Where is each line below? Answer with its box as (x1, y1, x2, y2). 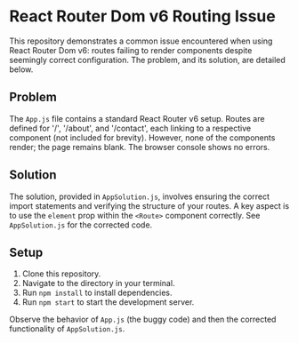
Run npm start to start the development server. (21, 297, 195, 307)
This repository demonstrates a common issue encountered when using (9, 36, 273, 46)
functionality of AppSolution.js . (9, 323, 125, 334)
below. (9, 64, 34, 75)
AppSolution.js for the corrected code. (9, 219, 153, 230)
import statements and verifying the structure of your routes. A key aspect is (9, 200, 290, 211)
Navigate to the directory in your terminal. (21, 278, 175, 289)
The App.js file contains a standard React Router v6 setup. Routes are (9, 113, 265, 124)
